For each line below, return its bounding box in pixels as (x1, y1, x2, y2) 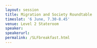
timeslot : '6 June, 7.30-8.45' (5, 16, 70, 21)
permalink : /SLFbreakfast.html (5, 35, 70, 40)
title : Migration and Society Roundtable (5, 12, 93, 17)
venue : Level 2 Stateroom (5, 21, 59, 26)
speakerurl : (5, 30, 30, 35)
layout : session (5, 7, 39, 12)
